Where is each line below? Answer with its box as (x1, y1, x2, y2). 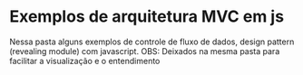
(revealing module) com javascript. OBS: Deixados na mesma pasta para (9, 45, 280, 56)
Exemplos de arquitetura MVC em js (9, 6, 284, 27)
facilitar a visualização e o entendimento (9, 55, 161, 66)
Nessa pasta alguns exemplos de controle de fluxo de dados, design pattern (9, 36, 295, 47)
